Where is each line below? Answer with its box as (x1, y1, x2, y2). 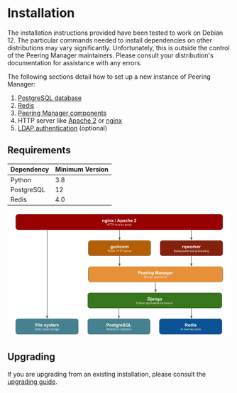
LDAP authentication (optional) (17, 123, 108, 132)
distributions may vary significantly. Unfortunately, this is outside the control (7, 43, 230, 52)
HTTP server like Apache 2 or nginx (17, 116, 123, 125)
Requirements (7, 144, 71, 157)
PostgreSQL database (17, 94, 82, 102)
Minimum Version (55, 165, 109, 174)
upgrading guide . (7, 377, 58, 386)
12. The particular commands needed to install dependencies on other (7, 35, 213, 44)
